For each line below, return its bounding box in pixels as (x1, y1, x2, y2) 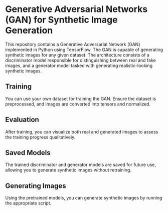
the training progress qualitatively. (5, 134, 76, 140)
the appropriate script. (5, 200, 52, 206)
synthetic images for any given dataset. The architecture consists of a (5, 51, 149, 58)
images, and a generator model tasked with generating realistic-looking (5, 62, 153, 68)
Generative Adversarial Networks (5, 3, 148, 15)
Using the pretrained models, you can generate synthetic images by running (5, 195, 162, 201)
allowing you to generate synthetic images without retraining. (5, 167, 132, 173)
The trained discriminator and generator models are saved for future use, (5, 161, 156, 168)
